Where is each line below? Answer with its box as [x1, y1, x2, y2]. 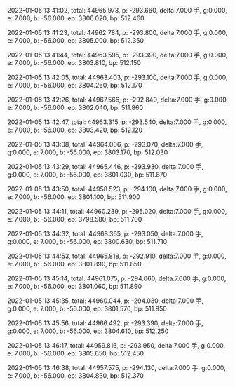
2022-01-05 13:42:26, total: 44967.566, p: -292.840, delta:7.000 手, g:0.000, [7, 95, 229, 104]
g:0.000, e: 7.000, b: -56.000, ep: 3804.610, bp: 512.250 [7, 327, 169, 335]
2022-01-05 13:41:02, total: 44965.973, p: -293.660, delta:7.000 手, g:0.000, [7, 6, 228, 14]
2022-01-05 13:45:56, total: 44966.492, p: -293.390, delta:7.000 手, [7, 319, 203, 327]
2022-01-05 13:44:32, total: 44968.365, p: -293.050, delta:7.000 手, [7, 230, 203, 238]
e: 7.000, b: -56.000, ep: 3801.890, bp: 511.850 [7, 260, 142, 268]
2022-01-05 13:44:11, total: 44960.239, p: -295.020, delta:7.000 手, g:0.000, [7, 208, 227, 215]
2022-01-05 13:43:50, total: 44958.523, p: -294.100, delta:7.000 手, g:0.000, [7, 185, 228, 193]
